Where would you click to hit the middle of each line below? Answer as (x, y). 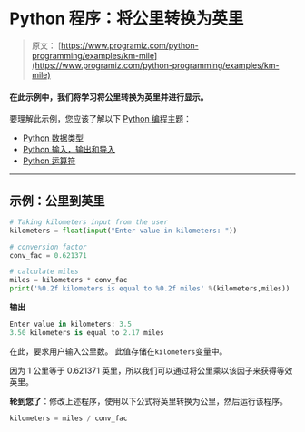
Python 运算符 (49, 161)
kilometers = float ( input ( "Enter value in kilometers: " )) (123, 231)
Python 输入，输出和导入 (69, 150)
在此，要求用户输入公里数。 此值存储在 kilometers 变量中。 (118, 351)
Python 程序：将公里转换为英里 (127, 19)
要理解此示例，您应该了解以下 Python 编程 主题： (101, 119)
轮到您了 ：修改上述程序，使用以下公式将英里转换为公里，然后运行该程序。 (148, 401)
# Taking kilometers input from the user (89, 222)
